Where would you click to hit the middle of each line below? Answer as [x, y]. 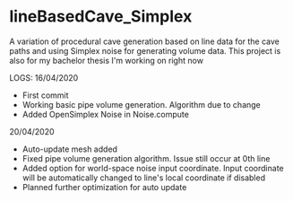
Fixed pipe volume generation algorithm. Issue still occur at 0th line [146, 158]
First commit [45, 95]
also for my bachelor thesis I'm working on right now [107, 60]
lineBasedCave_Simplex [101, 17]
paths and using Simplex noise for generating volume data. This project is [145, 50]
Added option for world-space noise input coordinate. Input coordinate [153, 168]
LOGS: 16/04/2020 [44, 77]
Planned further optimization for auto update [104, 187]
